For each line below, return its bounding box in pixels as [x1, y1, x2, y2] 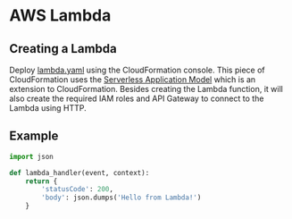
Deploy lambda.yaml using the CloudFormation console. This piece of [9, 64, 265, 75]
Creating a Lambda [9, 41, 118, 56]
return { [25, 176, 58, 186]
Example [9, 129, 59, 144]
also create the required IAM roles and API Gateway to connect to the [9, 93, 264, 104]
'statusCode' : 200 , [41, 185, 114, 194]
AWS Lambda [9, 5, 112, 26]
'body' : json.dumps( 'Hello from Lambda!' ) [41, 193, 202, 202]
